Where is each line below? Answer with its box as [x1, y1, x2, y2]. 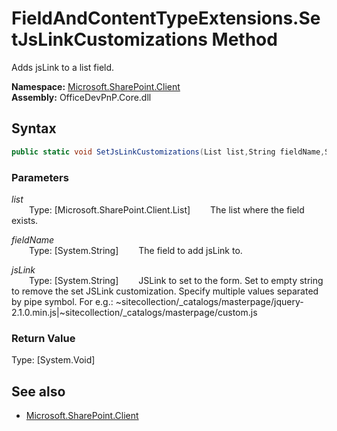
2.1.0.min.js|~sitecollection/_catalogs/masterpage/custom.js [11, 306, 258, 318]
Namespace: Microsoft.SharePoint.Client [11, 80, 181, 92]
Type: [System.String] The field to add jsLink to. [29, 244, 243, 256]
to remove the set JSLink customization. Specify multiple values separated [11, 285, 319, 297]
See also [11, 383, 66, 400]
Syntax [11, 120, 57, 137]
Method [211, 28, 278, 51]
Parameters [11, 170, 69, 184]
